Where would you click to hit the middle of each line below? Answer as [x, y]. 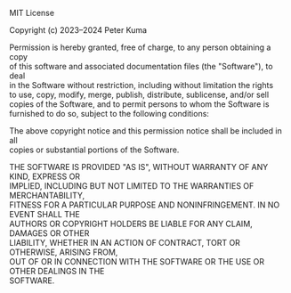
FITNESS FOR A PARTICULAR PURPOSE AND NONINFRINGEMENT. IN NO [145, 205]
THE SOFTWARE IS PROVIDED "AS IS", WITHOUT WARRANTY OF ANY [139, 167]
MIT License [32, 13]
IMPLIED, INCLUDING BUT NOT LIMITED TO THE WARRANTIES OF [132, 186]
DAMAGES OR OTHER [49, 233]
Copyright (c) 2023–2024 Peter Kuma [78, 30]
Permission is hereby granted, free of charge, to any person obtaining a [140, 47]
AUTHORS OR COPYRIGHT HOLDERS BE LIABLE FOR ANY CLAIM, [131, 224]
